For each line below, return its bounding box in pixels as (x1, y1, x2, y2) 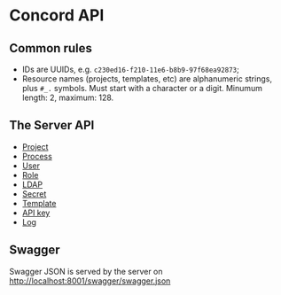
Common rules (9, 41, 93, 56)
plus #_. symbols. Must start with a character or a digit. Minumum (21, 83, 263, 93)
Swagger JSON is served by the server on (9, 266, 163, 276)
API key (21, 207, 51, 218)
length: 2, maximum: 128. (21, 92, 114, 103)
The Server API (9, 118, 95, 133)
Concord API (9, 5, 105, 26)
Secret (21, 188, 47, 199)
